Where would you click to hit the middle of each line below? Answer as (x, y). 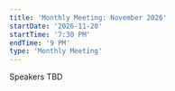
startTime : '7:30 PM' (50, 34)
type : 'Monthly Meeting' (56, 51)
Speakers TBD (36, 77)
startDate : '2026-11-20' (56, 26)
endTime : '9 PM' (40, 43)
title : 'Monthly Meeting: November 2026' (88, 18)
